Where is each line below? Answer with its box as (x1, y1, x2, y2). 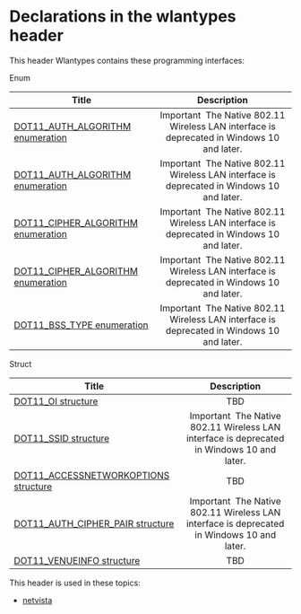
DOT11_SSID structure (13, 432, 110, 444)
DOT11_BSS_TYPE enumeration (13, 319, 149, 331)
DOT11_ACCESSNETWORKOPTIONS (13, 469, 170, 481)
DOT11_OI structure (13, 395, 99, 408)
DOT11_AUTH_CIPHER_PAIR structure (13, 517, 175, 530)
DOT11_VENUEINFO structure (13, 554, 141, 566)
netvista (21, 594, 53, 605)
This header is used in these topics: (9, 577, 141, 588)
